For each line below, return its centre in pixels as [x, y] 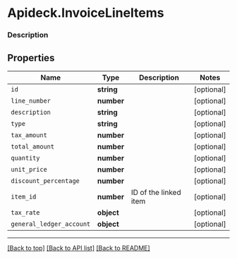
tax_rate [25, 212]
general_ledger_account [51, 224]
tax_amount [29, 135]
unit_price [29, 169]
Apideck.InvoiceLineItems [86, 13]
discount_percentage [45, 181]
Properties [31, 58]
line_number [31, 101]
